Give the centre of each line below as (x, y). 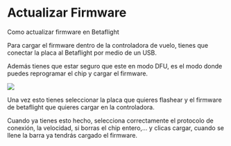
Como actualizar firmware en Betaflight (63, 32)
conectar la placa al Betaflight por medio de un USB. (82, 53)
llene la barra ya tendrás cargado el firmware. (72, 135)
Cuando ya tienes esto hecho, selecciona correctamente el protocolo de (110, 120)
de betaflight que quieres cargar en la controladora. (81, 107)
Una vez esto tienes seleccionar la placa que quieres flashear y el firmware (114, 100)
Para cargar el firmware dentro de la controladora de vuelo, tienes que (108, 45)
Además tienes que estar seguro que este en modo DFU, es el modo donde (115, 66)
